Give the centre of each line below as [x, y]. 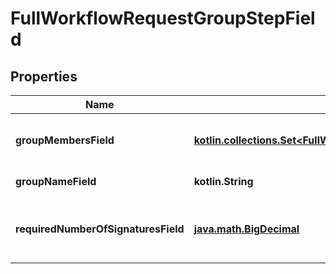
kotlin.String [223, 181]
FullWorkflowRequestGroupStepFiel [163, 18]
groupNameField [56, 181]
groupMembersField [65, 140]
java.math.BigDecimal [246, 229]
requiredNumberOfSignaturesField [100, 229]
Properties [44, 76]
